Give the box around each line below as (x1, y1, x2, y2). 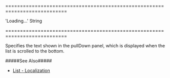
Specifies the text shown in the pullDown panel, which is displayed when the (5, 43, 165, 48)
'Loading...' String (5, 18, 42, 24)
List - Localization (12, 67, 50, 73)
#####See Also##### (5, 58, 52, 63)
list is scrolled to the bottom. (5, 48, 65, 54)
